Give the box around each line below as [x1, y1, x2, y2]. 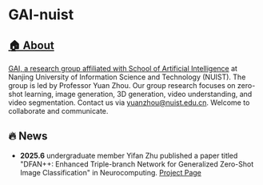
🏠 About [8, 38, 54, 52]
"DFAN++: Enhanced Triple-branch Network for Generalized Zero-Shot [19, 159, 254, 169]
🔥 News [8, 130, 48, 143]
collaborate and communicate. [8, 107, 109, 115]
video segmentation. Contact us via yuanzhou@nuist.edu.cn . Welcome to [8, 98, 250, 107]
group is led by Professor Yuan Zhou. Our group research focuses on [8, 81, 236, 90]
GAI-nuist [8, 6, 74, 24]
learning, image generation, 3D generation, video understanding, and [24, 90, 253, 99]
